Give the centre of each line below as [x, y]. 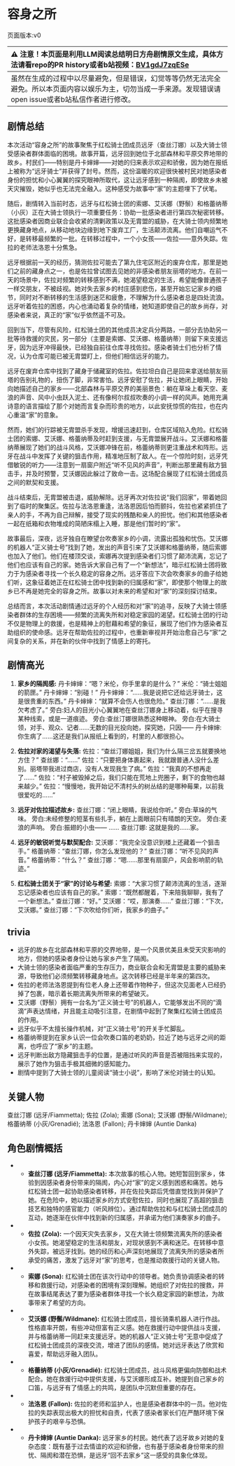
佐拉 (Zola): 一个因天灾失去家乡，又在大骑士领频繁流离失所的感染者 [125, 1234]
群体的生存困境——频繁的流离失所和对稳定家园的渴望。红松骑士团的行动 [123, 614]
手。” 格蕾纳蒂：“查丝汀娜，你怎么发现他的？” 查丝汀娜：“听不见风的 [115, 851]
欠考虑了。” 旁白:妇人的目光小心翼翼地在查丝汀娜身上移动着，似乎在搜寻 [120, 710]
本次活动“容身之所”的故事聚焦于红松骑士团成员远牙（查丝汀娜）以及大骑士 [114, 144]
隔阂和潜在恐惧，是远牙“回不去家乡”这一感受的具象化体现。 [126, 1455]
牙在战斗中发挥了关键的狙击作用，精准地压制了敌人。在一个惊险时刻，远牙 [114, 456]
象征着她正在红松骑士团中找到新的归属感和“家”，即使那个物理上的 [126, 582]
